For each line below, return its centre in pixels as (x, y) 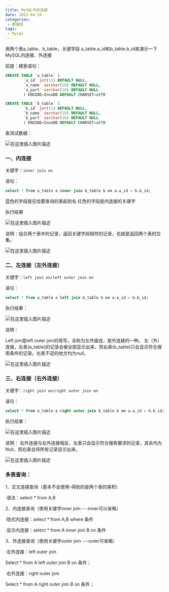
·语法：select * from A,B (30, 497)
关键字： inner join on (29, 171)
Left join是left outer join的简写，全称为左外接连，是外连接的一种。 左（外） (84, 341)
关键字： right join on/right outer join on (52, 390)
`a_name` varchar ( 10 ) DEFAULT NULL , (62, 85)
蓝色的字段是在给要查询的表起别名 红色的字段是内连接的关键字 (70, 201)
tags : (11, 29)
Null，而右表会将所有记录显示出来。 (43, 449)
